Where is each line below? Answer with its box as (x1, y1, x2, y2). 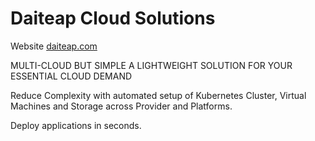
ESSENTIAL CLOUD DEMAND (10, 70, 133, 82)
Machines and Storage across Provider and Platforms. (10, 100, 233, 112)
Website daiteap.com (10, 40, 98, 52)
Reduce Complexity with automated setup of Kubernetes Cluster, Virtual (10, 89, 307, 101)
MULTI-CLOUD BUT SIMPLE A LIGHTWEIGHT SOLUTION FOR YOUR (10, 59, 293, 71)
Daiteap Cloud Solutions (10, 7, 216, 30)
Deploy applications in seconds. (10, 119, 142, 131)
